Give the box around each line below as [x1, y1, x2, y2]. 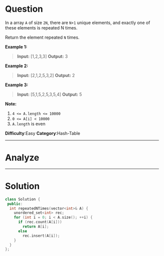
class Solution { [5, 197, 41, 202]
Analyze [5, 152, 40, 163]
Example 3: [5, 82, 28, 88]
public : [7, 201, 23, 206]
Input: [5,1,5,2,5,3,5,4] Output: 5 [17, 91, 82, 97]
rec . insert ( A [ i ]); [22, 233, 60, 238]
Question [5, 3, 43, 15]
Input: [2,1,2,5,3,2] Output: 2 [17, 72, 75, 78]
